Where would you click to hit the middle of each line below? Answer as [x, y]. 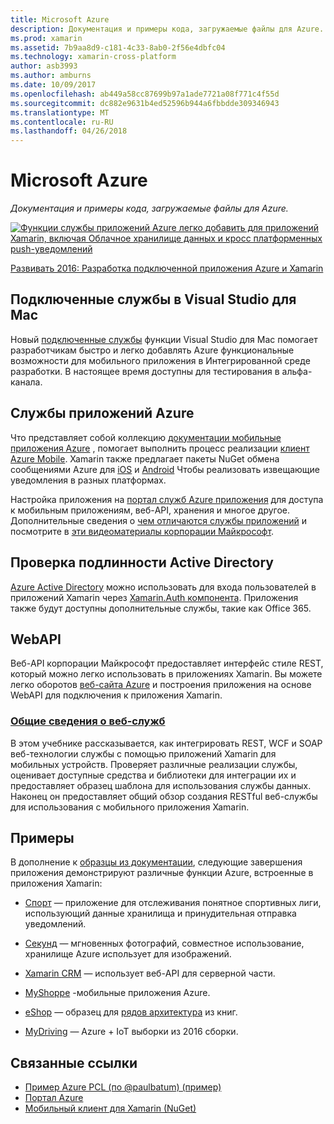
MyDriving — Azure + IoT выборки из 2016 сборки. [131, 1032]
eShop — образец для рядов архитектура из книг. [131, 1012]
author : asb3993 [44, 66]
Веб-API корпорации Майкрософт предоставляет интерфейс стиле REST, [167, 663]
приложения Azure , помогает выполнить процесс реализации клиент [160, 448]
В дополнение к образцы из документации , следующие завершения [156, 862]
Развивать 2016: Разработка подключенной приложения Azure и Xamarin [167, 268]
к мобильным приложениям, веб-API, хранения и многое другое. [150, 510]
